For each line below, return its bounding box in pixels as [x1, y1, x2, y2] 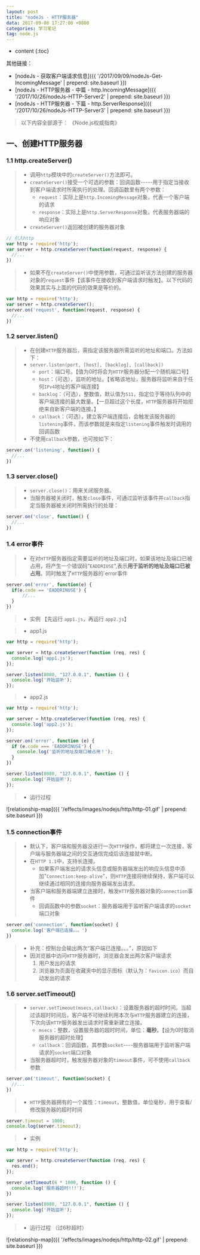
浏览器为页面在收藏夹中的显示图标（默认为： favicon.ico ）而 [38, 967, 189, 974]
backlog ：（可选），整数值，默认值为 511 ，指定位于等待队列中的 [38, 390, 191, 398]
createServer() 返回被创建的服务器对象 [29, 223, 125, 230]
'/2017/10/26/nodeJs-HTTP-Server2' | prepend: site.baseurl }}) [14, 93, 171, 100]
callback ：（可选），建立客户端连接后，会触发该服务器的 [38, 413, 176, 420]
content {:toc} [14, 47, 50, 54]
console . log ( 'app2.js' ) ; [11, 721, 73, 727]
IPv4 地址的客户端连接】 [44, 383, 103, 390]
